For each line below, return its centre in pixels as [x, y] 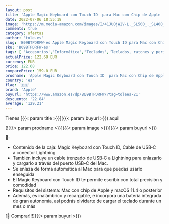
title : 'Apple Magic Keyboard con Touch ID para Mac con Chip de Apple [83, 15]
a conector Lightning [34, 153]
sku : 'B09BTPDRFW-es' [28, 47]
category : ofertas [24, 33]
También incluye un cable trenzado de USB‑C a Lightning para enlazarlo [87, 158]
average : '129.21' [24, 104]
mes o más [24, 206]
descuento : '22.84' [26, 99]
